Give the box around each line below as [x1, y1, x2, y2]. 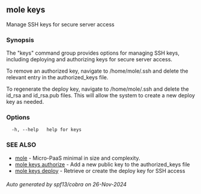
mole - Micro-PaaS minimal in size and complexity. [14, 154, 140, 162]
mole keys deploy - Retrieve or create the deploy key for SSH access [14, 167, 185, 174]
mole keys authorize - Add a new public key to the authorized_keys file [14, 160, 190, 168]
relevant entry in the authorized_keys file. [6, 74, 109, 81]
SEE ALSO [6, 141, 37, 149]
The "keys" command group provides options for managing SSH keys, [6, 49, 180, 56]
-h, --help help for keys [11, 127, 82, 133]
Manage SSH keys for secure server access [6, 20, 115, 28]
